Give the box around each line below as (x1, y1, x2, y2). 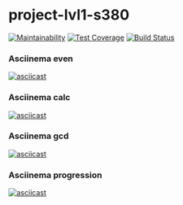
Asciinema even (8, 53, 73, 64)
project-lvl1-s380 (8, 6, 130, 24)
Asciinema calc (8, 92, 71, 103)
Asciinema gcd (8, 130, 69, 142)
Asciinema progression (8, 169, 102, 181)
